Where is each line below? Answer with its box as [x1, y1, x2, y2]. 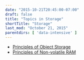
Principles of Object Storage [12, 44, 71, 50]
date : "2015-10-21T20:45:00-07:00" [5, 7, 79, 12]
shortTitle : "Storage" [5, 21, 52, 26]
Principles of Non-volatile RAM [12, 49, 76, 55]
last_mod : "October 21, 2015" [5, 26, 68, 31]
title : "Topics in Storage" [5, 16, 64, 21]
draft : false [5, 12, 32, 17]
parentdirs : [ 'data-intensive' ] [5, 30, 77, 35]
